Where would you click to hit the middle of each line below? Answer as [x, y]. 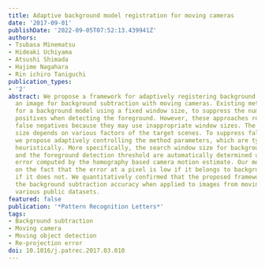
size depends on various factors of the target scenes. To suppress [130, 133]
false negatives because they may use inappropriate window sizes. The [136, 126]
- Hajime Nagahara [38, 67]
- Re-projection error [45, 243]
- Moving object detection [52, 236]
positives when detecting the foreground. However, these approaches [132, 118]
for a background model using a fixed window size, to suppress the [130, 111]
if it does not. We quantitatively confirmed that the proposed [123, 177]
